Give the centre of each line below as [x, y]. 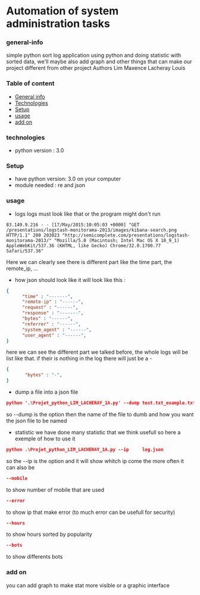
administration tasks [58, 24]
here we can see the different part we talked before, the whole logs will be [97, 352]
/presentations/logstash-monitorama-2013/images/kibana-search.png [92, 230]
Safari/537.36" [25, 251]
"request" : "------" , [50, 308]
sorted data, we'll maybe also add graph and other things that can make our [99, 62]
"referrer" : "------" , [51, 324]
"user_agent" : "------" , [54, 335]
